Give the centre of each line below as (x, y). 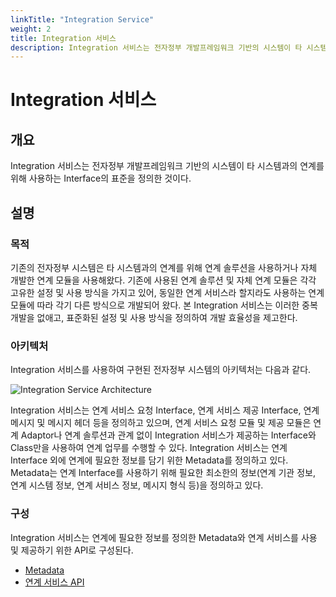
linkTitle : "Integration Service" (82, 19)
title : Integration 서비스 (63, 38)
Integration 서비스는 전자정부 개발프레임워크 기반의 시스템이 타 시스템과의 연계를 (167, 166)
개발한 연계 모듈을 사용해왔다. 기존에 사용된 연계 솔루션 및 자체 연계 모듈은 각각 (163, 280)
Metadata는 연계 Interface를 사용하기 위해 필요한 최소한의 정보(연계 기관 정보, (163, 473)
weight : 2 (31, 29)
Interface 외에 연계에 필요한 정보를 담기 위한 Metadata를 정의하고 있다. (149, 460)
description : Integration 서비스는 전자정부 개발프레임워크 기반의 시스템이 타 (156, 47)
